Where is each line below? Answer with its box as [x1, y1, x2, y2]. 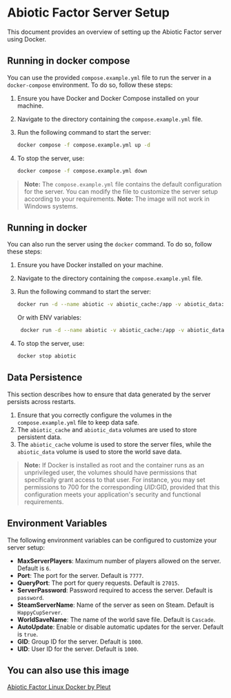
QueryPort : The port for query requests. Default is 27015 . [17, 579, 180, 587]
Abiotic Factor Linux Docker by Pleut [7, 683, 111, 691]
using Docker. [7, 35, 47, 43]
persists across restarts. [7, 397, 76, 405]
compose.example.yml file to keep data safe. [17, 418, 139, 426]
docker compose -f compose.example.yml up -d [17, 142, 150, 148]
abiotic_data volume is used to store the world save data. [17, 447, 182, 456]
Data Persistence [7, 371, 83, 384]
